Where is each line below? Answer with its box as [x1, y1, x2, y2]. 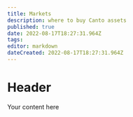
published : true [7, 23, 55, 30]
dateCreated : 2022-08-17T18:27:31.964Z [7, 50, 124, 57]
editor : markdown [7, 43, 58, 50]
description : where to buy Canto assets [7, 17, 127, 24]
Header [7, 80, 51, 95]
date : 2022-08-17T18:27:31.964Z [7, 29, 101, 37]
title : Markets [7, 10, 52, 18]
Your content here [7, 102, 59, 111]
